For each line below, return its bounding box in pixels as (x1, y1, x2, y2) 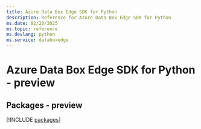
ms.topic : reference (6, 25, 59, 32)
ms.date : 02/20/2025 (6, 20, 59, 26)
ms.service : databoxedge (6, 37, 69, 43)
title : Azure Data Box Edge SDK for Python (6, 8, 118, 15)
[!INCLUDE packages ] (6, 116, 61, 123)
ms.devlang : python (6, 31, 56, 38)
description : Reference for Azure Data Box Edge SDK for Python (6, 15, 171, 21)
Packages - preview (6, 100, 83, 110)
